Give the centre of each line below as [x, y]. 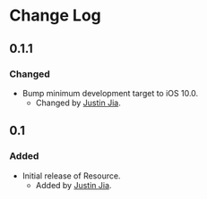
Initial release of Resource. [71, 176]
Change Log [55, 16]
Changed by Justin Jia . [78, 103]
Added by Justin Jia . [73, 185]
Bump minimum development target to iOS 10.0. [110, 93]
